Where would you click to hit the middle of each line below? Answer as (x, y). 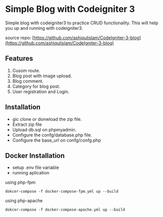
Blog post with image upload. (42, 76)
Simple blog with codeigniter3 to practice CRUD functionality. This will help (82, 23)
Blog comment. (28, 81)
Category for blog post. (36, 86)
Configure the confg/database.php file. (52, 135)
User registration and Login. (41, 91)
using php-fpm (20, 182)
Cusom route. (26, 70)
